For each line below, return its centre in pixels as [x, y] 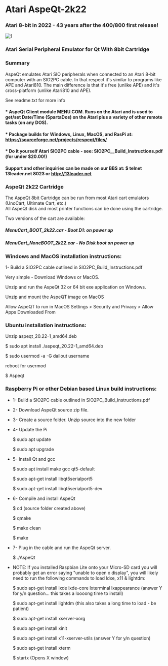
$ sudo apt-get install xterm [41, 648]
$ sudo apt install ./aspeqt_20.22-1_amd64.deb [54, 346]
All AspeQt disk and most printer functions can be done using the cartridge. [84, 209]
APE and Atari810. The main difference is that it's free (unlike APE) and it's [82, 85]
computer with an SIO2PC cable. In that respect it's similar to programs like [83, 79]
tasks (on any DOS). [27, 122]
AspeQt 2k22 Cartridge [35, 187]
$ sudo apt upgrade [33, 449]
